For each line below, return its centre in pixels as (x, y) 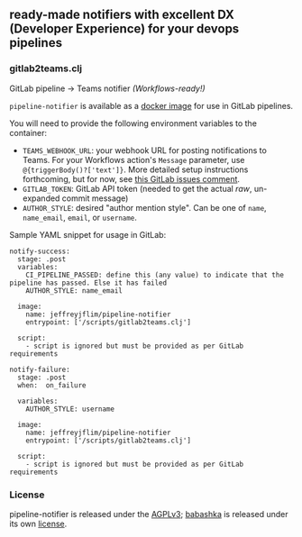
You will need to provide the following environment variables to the (133, 123)
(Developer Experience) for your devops (124, 29)
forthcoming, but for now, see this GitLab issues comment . (131, 178)
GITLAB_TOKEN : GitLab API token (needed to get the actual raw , (137, 188)
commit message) (95, 198)
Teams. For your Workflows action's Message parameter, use (133, 159)
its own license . (38, 523)
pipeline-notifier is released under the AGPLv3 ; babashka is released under (149, 514)
